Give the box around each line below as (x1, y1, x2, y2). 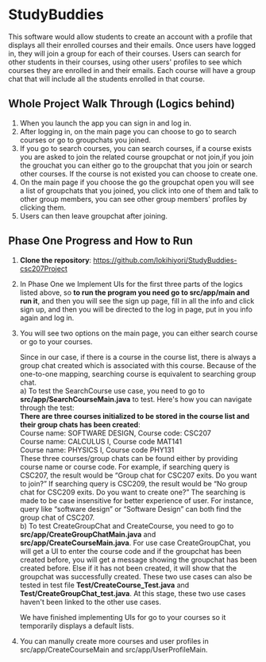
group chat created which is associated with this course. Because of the (19, 360, 256, 370)
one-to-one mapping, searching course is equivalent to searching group (19, 369, 256, 378)
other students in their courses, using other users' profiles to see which (8, 57, 242, 67)
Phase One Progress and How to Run (8, 234, 193, 248)
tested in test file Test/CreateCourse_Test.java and (19, 580, 190, 590)
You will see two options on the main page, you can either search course (19, 328, 258, 338)
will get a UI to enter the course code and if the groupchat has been (19, 546, 242, 556)
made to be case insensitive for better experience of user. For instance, (19, 495, 254, 505)
